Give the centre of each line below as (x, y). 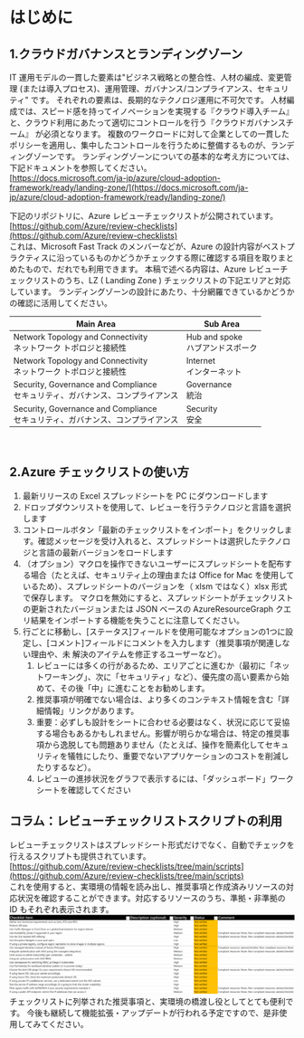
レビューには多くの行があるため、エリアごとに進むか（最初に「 (155, 665)
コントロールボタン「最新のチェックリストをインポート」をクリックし (153, 529)
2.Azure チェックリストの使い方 (100, 472)
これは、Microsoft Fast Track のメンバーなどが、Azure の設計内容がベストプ (152, 246)
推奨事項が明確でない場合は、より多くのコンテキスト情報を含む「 (159, 699)
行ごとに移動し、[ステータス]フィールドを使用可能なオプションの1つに (154, 631)
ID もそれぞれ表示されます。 (62, 909)
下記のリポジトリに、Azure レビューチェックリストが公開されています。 (144, 216)
